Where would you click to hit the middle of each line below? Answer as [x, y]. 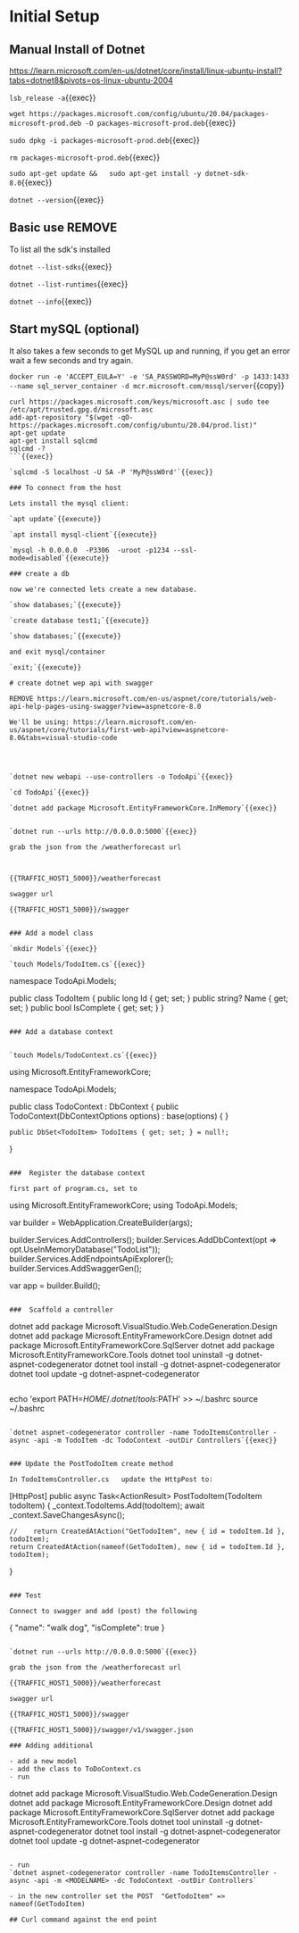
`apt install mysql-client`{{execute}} [83, 534]
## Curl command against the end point [83, 1920]
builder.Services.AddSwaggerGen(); [76, 1268]
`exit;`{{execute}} [46, 667]
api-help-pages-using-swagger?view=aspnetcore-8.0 [105, 706]
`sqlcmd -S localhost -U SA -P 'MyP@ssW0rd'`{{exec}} [112, 472]
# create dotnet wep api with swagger [81, 683]
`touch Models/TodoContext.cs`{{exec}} [83, 1055]
